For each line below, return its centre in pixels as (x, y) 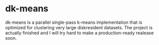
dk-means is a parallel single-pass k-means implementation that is (74, 22)
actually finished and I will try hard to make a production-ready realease (79, 33)
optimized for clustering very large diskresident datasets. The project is (79, 27)
